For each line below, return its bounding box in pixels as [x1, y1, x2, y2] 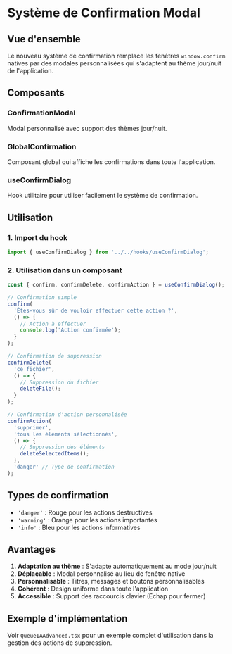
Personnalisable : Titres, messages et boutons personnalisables [17, 577, 205, 586]
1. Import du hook [7, 232, 68, 242]
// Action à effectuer [20, 320, 86, 327]
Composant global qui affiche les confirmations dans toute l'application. [7, 157, 216, 166]
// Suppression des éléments [20, 444, 105, 451]
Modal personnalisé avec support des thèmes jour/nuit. [7, 124, 167, 132]
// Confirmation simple [7, 294, 77, 301]
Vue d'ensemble [7, 33, 81, 45]
